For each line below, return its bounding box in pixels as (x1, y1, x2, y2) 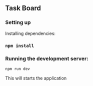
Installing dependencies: (5, 30, 56, 36)
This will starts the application (5, 75, 67, 81)
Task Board (5, 4, 41, 12)
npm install (5, 42, 34, 48)
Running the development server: (5, 55, 88, 62)
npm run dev (5, 66, 30, 71)
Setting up (5, 19, 31, 26)
